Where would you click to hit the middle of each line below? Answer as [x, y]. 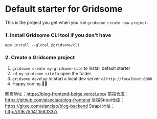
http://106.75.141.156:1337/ [31, 111]
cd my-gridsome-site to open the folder [52, 73]
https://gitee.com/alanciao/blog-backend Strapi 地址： [60, 106]
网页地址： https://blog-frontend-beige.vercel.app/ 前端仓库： [67, 94]
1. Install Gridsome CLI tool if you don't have [58, 35]
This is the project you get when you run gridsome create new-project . [77, 22]
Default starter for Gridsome [64, 9]
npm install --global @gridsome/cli [42, 45]
